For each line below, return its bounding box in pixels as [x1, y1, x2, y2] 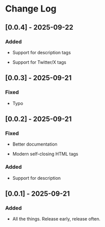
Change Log [5, 3, 56, 15]
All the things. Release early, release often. [12, 216, 101, 222]
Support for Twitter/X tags [12, 59, 66, 65]
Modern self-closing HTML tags [12, 151, 78, 157]
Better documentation [12, 141, 57, 147]
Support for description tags [12, 49, 71, 55]
